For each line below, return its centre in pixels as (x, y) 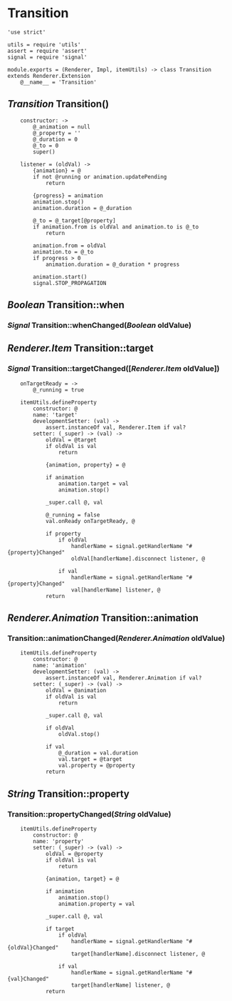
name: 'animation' (60, 666)
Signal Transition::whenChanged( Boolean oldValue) (100, 325)
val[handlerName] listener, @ (116, 590)
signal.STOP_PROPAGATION (70, 283)
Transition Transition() (58, 104)
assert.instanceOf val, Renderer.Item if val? (116, 427)
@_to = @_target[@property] (74, 220)
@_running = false (73, 515)
